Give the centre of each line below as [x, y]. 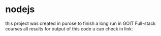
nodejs [20, 9]
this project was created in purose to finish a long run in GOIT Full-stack [80, 23]
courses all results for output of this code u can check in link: [69, 28]
